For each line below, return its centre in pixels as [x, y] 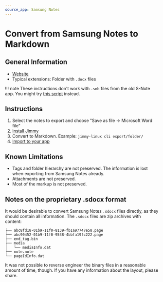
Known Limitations [34, 157]
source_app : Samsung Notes [32, 10]
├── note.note [19, 252]
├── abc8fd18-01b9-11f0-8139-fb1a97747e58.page [54, 231]
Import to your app [31, 141]
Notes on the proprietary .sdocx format [66, 199]
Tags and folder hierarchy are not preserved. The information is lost [80, 168]
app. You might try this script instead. [43, 94]
